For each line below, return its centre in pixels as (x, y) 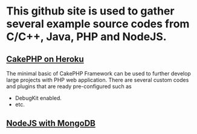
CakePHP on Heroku (45, 59)
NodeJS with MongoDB (51, 123)
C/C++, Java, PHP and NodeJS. (87, 37)
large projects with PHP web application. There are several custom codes (98, 80)
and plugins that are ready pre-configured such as (69, 86)
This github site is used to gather (90, 11)
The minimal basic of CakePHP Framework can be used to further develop (99, 73)
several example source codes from (98, 24)
